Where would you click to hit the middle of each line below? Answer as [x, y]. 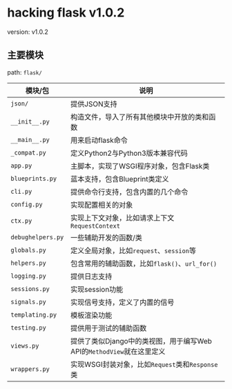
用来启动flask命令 [99, 140]
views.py [25, 346]
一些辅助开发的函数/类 [106, 237]
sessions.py [30, 289]
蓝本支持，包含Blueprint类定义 [119, 179]
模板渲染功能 [91, 315]
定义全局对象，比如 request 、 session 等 [133, 250]
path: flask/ [25, 72]
